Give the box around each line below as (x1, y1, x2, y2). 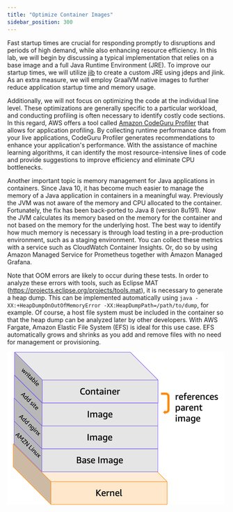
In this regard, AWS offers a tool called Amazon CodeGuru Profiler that (7, 118, 209, 127)
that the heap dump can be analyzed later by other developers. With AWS (7, 315, 218, 323)
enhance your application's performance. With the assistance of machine (7, 141, 218, 149)
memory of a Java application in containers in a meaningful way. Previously (7, 191, 224, 200)
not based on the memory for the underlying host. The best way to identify (7, 221, 221, 229)
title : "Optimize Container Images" (7, 11, 113, 18)
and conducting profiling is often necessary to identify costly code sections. (7, 111, 225, 120)
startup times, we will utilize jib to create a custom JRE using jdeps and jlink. (7, 68, 225, 77)
